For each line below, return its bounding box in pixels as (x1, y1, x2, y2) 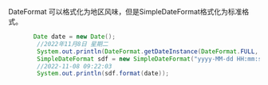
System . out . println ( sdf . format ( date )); (37, 70, 170, 78)
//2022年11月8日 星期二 (37, 40, 109, 48)
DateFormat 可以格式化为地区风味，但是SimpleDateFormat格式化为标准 (8, 7, 242, 16)
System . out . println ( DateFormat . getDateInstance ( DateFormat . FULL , (37, 47, 259, 56)
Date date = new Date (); (33, 33, 116, 41)
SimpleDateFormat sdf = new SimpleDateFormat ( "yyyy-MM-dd (37, 55, 234, 63)
